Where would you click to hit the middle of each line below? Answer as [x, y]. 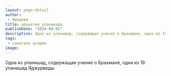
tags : [11, 39]
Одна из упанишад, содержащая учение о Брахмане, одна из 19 [75, 62]
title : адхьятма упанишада [34, 24]
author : [13, 15]
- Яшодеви [18, 19]
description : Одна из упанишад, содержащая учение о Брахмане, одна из [83, 34]
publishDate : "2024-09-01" [34, 29]
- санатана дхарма [27, 43]
